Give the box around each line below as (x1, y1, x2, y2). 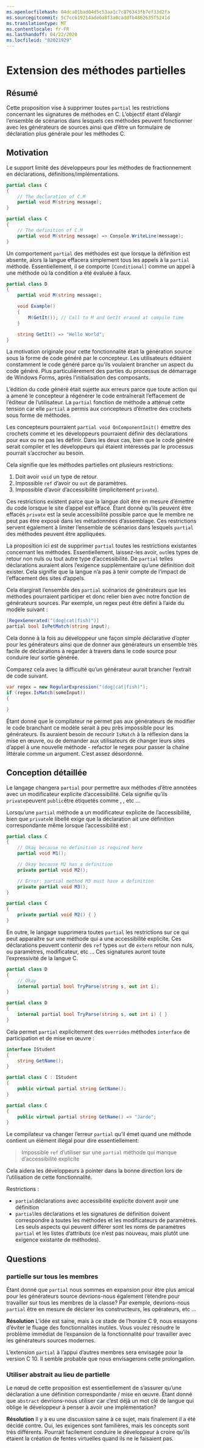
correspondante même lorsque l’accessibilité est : (6, 822, 131, 829)
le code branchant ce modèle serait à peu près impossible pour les (6, 724, 174, 731)
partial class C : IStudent (6, 1074, 78, 1081)
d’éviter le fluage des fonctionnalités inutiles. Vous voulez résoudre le (6, 1323, 180, 1331)
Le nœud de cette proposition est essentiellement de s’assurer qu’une (6, 1384, 182, 1392)
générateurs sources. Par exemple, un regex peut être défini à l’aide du (6, 599, 185, 607)
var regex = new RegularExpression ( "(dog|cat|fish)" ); (6, 684, 149, 690)
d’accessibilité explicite (21, 1155, 80, 1163)
